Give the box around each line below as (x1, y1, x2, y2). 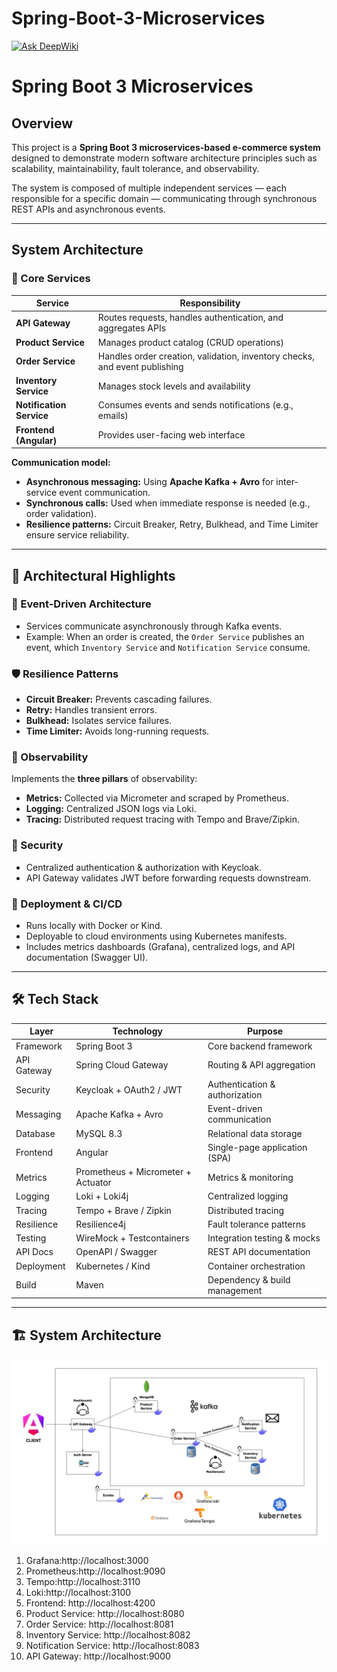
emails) (97, 410, 129, 422)
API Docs (15, 1246, 54, 1258)
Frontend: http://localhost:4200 (25, 1597, 156, 1609)
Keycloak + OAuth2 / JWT (75, 1083, 183, 1096)
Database (15, 1127, 56, 1139)
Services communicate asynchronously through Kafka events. (25, 620, 283, 632)
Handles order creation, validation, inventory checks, (97, 350, 315, 362)
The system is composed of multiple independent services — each (11, 182, 288, 194)
